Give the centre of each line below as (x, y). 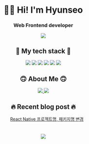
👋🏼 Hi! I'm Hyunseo (43, 10)
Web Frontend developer (43, 25)
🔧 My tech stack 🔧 (43, 51)
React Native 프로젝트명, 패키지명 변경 (47, 119)
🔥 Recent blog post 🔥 (43, 107)
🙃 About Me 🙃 (43, 79)
